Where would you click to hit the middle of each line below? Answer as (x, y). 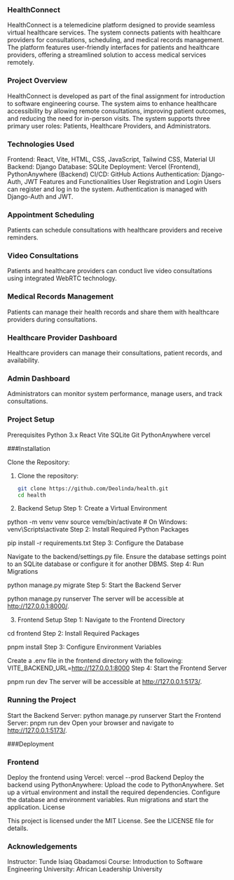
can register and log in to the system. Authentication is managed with (108, 189)
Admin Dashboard (39, 379)
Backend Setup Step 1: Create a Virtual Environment (92, 508)
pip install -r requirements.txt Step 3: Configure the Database (96, 543)
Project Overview (37, 81)
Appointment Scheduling (51, 214)
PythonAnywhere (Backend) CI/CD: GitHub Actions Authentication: (104, 174)
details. (18, 828)
